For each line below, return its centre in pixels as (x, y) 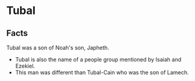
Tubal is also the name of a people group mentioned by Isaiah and (98, 59)
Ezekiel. (25, 66)
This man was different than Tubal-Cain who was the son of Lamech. (102, 72)
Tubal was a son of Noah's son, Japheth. (58, 48)
